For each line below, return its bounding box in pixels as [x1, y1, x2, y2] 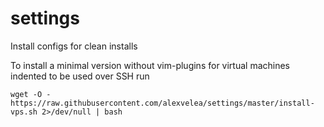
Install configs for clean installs [10, 40, 138, 52]
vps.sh [10, 107, 38, 117]
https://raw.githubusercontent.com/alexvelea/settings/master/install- [10, 98, 315, 108]
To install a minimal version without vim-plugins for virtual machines [10, 59, 290, 71]
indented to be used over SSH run [10, 70, 150, 82]
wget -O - [10, 89, 52, 99]
